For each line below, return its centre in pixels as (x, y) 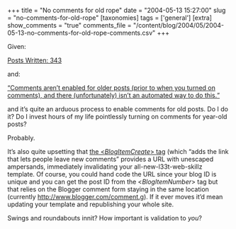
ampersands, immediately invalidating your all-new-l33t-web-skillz (105, 167)
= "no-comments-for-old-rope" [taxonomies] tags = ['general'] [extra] (110, 18)
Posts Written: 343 (35, 60)
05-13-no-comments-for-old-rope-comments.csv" (82, 33)
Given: (17, 46)
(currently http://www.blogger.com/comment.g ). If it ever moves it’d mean (115, 197)
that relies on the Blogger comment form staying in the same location (108, 189)
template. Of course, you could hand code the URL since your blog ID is (112, 174)
